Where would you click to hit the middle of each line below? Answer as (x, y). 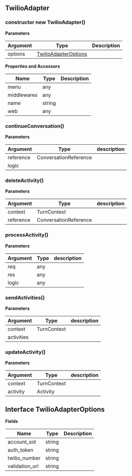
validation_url (23, 466)
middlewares (23, 95)
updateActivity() (25, 352)
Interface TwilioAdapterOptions (55, 409)
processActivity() (27, 235)
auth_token (21, 450)
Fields (12, 421)
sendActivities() (25, 297)
